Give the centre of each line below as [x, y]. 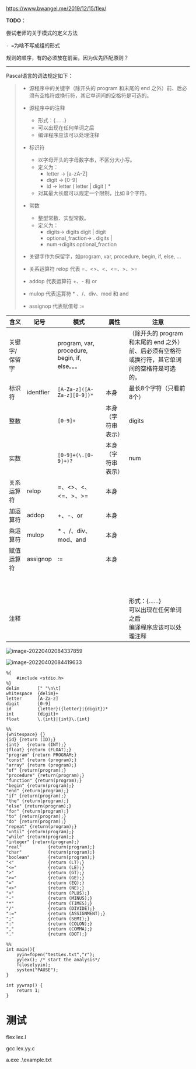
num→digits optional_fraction [82, 244]
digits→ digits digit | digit [76, 232]
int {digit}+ [32, 714]
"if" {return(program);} [36, 796]
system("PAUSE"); [38, 970]
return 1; [29, 991]
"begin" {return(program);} [40, 786]
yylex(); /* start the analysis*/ [58, 960]
